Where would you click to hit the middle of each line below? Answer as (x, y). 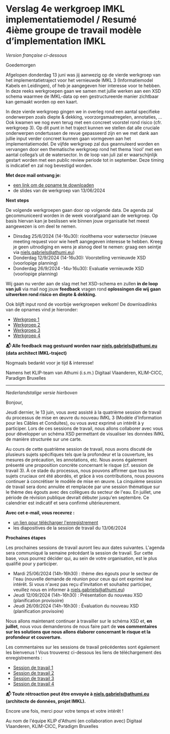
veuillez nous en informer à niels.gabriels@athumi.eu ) (69, 590)
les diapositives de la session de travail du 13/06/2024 (70, 528)
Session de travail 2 (34, 673)
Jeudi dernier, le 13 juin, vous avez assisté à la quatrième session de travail (83, 412)
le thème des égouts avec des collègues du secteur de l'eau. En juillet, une (83, 492)
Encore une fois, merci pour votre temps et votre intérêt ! (65, 711)
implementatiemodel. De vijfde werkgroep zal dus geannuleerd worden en (83, 144)
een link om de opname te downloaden (53, 185)
